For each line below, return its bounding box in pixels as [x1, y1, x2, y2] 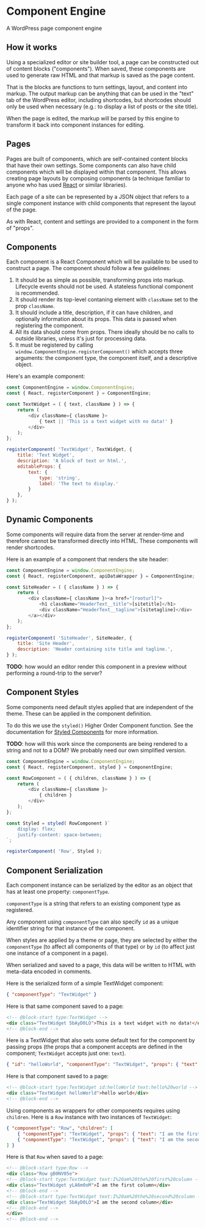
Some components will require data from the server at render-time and [6, 531, 184, 538]
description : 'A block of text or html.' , [17, 458, 127, 464]
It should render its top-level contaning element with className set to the [15, 296, 198, 303]
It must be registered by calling [15, 341, 93, 349]
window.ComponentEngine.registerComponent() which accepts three [15, 348, 183, 355]
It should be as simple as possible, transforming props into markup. [15, 276, 185, 284]
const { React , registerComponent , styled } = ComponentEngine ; [6, 764, 173, 770]
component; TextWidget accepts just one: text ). [6, 1050, 126, 1057]
